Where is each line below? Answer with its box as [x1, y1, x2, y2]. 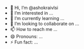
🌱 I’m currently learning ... [10, 15, 65, 21]
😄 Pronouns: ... [10, 33, 43, 39]
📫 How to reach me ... [10, 26, 58, 32]
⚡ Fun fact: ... [10, 39, 38, 45]
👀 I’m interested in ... [10, 10, 53, 16]
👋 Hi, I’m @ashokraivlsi [10, 5, 59, 10]
